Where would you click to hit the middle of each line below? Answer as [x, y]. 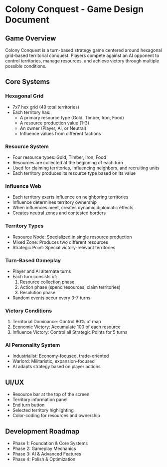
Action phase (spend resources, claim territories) [70, 287]
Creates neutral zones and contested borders [59, 213]
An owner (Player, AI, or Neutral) [53, 128]
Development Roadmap [42, 431]
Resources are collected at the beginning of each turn [68, 162]
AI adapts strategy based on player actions [56, 367]
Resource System [27, 146]
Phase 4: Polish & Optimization [44, 459]
